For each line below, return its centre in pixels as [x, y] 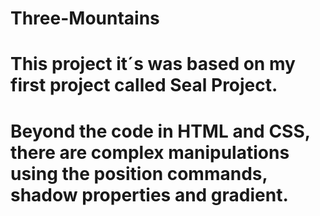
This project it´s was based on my [153, 64]
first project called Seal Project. [144, 85]
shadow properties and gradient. [149, 194]
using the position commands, [139, 173]
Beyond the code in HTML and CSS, [160, 131]
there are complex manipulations [150, 152]
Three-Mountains [85, 18]
